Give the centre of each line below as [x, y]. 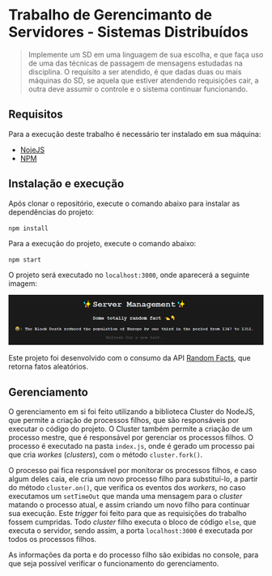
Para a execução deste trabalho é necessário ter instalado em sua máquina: [135, 134]
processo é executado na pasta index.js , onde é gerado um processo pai [132, 446]
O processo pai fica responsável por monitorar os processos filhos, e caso [133, 471]
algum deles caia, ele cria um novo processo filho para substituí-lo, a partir [133, 479]
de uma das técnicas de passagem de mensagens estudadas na [135, 63]
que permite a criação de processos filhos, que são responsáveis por [124, 420]
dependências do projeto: [51, 211]
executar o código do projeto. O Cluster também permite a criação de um [131, 429]
